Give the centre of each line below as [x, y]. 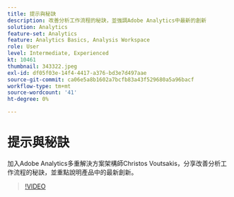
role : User [23, 47]
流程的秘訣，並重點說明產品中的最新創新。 [75, 172]
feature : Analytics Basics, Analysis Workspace [79, 40]
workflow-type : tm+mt [39, 86]
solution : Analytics [38, 27]
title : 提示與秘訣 [32, 14]
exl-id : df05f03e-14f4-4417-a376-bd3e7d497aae [77, 73]
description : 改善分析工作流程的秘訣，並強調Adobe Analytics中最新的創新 [107, 20]
